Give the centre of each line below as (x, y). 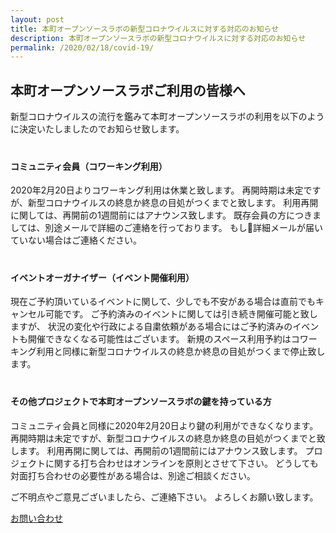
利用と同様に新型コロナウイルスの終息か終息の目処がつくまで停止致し (181, 352)
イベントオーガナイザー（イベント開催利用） (102, 277)
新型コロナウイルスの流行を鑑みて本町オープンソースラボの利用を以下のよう (167, 117)
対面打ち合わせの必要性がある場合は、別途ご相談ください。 (133, 475)
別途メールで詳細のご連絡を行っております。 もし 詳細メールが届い (183, 228)
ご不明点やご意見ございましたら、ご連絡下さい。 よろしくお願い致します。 (164, 497)
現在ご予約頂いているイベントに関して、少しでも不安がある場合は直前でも (163, 302)
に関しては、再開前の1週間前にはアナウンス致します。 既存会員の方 (148, 215)
